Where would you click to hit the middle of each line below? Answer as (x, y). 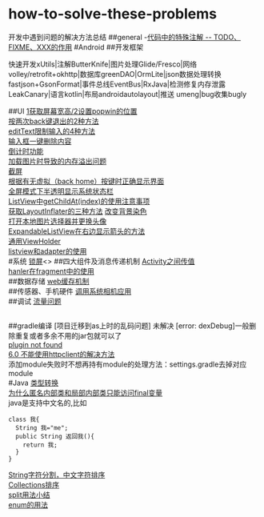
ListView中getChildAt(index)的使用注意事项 (79, 201)
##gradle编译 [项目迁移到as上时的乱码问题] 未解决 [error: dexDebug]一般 (129, 326)
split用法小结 (29, 495)
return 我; (40, 445)
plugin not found (35, 345)
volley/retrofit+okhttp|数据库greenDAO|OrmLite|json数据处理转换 (115, 74)
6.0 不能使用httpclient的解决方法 (62, 355)
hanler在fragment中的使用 (51, 271)
